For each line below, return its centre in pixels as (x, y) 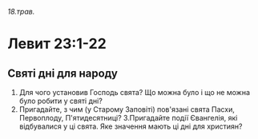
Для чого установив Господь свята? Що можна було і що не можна (134, 92)
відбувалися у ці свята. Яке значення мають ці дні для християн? (131, 126)
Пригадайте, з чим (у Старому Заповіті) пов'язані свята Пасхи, (127, 109)
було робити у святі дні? (61, 101)
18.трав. (21, 12)
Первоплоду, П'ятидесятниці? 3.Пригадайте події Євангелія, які (128, 118)
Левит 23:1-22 (57, 44)
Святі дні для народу (62, 73)
